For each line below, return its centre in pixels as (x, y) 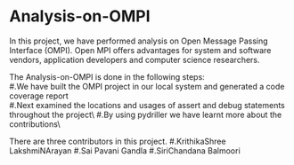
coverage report (39, 96)
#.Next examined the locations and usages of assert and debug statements (147, 105)
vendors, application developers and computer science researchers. (135, 59)
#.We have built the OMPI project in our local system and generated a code (147, 86)
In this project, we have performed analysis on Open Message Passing (139, 41)
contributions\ (35, 124)
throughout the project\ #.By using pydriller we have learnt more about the (146, 114)
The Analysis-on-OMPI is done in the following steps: (107, 76)
